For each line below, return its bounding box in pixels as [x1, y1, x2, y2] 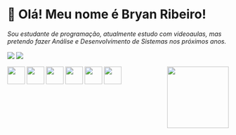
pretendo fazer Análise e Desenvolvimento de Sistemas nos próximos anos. [7, 37, 227, 45]
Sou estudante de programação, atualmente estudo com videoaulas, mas [7, 30, 222, 38]
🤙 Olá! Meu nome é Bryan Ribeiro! [7, 6, 206, 22]
